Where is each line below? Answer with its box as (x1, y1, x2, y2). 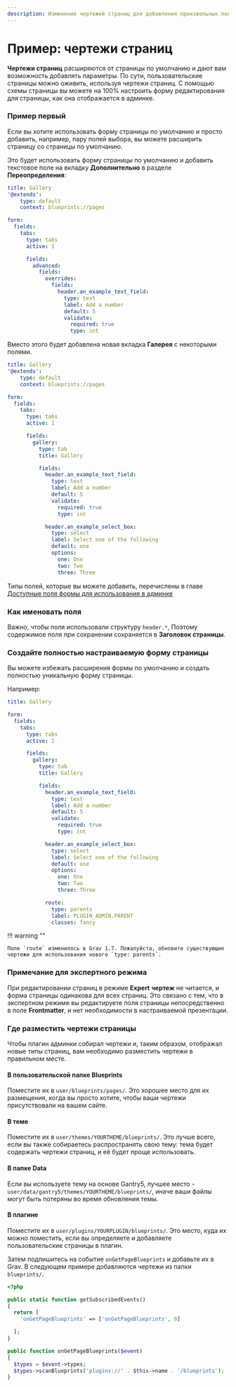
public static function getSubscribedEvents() (7, 1296, 146, 1303)
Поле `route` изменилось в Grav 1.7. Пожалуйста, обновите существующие (7, 945, 225, 952)
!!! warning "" (7, 931, 46, 940)
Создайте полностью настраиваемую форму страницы (7, 648, 209, 658)
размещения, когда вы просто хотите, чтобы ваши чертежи (7, 1094, 186, 1102)
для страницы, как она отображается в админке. (7, 94, 155, 102)
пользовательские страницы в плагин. (7, 1241, 124, 1249)
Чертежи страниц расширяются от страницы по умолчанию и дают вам (7, 64, 227, 72)
